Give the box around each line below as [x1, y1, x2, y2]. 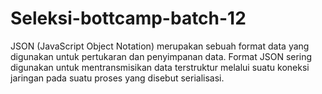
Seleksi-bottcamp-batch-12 [10, 7, 247, 30]
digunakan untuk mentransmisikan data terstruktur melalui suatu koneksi [10, 61, 310, 73]
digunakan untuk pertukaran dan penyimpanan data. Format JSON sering [10, 50, 313, 62]
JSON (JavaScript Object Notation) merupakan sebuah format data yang [10, 40, 310, 52]
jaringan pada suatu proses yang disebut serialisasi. [10, 72, 225, 84]
